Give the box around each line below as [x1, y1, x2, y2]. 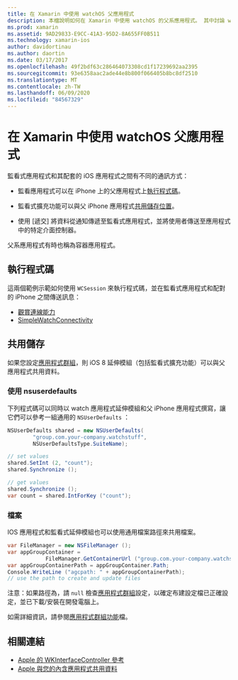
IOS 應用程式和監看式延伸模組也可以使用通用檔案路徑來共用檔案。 [7, 528, 200, 537]
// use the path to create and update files [7, 575, 141, 582]
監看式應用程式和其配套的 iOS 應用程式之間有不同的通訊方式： [7, 171, 189, 180]
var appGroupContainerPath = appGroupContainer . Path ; [7, 561, 170, 569]
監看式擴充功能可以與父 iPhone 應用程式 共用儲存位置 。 [17, 202, 178, 210]
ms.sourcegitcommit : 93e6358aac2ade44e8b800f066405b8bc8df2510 [7, 70, 198, 77]
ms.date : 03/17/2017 [7, 57, 69, 64]
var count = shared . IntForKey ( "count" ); [7, 492, 132, 499]
